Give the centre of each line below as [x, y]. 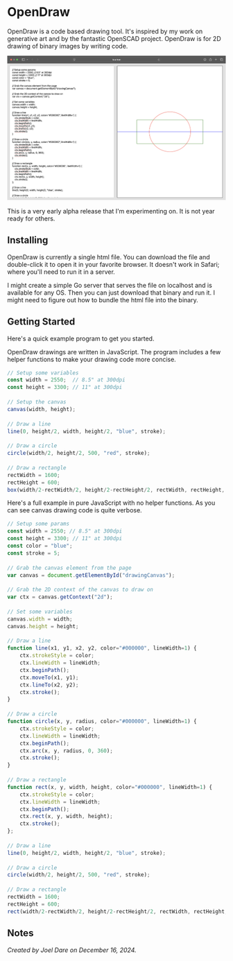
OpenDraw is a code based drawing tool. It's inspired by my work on [105, 31]
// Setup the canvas [37, 402]
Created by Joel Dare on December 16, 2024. [72, 950]
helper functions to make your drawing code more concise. [92, 359]
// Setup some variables [43, 373]
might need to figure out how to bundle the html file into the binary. [103, 300]
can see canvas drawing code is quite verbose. [75, 510]
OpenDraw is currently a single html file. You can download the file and [109, 257]
